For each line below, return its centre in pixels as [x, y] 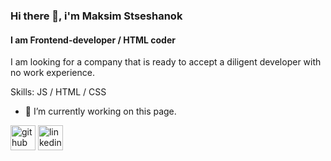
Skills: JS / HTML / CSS [58, 92]
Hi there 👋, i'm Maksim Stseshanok [96, 16]
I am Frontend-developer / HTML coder [93, 40]
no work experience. [52, 73]
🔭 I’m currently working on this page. [100, 111]
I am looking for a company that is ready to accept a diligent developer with [166, 62]
